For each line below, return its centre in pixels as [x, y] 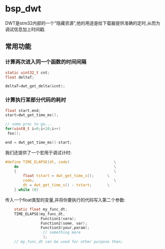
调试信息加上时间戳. [26, 29]
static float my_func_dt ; [41, 209]
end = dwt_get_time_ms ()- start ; [38, 142]
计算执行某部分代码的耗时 [36, 100]
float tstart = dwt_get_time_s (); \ [66, 176]
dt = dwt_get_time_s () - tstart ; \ [66, 185]
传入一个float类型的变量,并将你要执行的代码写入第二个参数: [65, 200]
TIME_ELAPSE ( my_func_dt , [40, 214]
